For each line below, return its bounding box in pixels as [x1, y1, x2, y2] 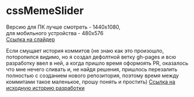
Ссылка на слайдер [6, 36, 56, 43]
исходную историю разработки [6, 84, 85, 91]
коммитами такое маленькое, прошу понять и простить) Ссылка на [6, 78, 175, 85]
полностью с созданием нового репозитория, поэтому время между [6, 72, 179, 79]
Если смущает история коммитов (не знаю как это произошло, [6, 47, 164, 54]
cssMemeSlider [6, 4, 84, 18]
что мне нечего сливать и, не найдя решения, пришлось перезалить [6, 65, 178, 72]
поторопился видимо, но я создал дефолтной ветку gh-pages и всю [6, 53, 176, 60]
